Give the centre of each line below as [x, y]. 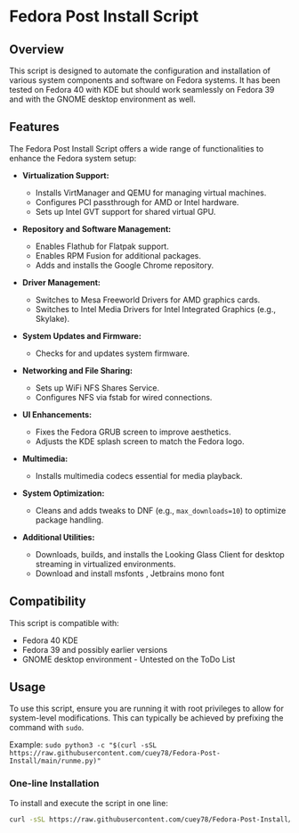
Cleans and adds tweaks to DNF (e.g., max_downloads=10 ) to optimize [161, 510]
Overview [37, 49]
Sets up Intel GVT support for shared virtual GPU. [125, 211]
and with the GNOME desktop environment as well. [102, 99]
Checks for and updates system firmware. [112, 353]
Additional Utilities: [58, 537]
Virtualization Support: [65, 175]
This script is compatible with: [65, 623]
